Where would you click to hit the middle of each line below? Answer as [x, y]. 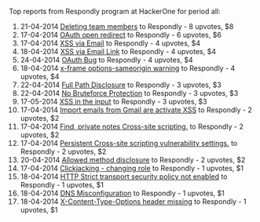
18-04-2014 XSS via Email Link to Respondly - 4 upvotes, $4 [118, 51]
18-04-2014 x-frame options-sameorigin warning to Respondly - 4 [128, 68]
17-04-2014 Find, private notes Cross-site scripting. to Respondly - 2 [132, 126]
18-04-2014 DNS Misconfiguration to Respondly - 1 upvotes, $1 [122, 193]
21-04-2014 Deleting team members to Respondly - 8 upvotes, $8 [127, 26]
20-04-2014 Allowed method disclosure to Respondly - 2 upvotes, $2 [133, 160]
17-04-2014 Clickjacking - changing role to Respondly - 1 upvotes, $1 [132, 168]
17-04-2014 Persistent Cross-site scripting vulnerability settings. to [129, 143]
